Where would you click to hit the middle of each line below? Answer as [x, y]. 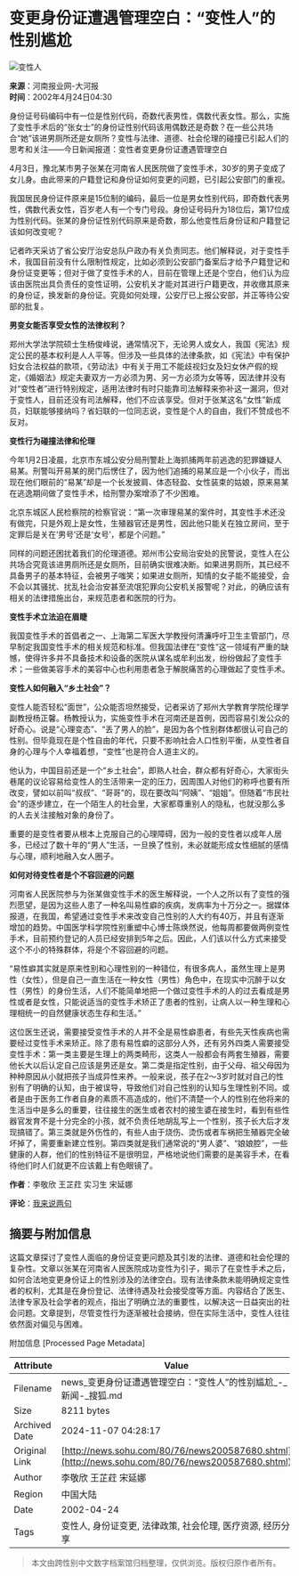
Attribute [33, 1365]
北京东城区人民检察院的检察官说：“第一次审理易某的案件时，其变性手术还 [144, 512]
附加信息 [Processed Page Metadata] [77, 1343]
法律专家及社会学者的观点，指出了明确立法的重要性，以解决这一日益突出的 [145, 1302]
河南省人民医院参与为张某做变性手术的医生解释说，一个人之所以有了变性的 [145, 894]
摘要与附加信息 [50, 1234]
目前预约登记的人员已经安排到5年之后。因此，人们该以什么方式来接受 [160, 938]
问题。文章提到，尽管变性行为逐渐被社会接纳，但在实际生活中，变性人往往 [153, 1312]
